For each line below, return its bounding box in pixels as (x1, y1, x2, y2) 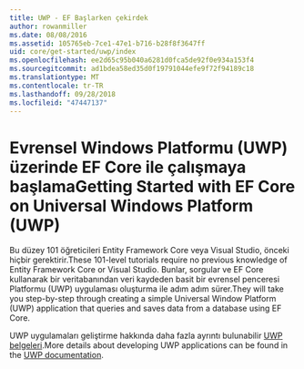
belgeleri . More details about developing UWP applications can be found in (9, 340, 289, 351)
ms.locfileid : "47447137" (9, 97, 107, 108)
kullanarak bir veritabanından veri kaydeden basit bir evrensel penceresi (9, 274, 280, 285)
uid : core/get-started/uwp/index (9, 47, 137, 56)
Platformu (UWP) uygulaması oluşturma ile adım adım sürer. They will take (9, 283, 284, 294)
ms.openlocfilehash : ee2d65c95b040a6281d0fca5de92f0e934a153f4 (9, 56, 255, 65)
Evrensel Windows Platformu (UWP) (9, 138, 289, 158)
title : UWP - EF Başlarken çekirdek (9, 13, 148, 23)
